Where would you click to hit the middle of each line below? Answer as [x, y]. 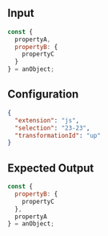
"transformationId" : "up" [58, 135]
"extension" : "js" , [47, 120]
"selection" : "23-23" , [52, 128]
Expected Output [51, 168]
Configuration [43, 95]
